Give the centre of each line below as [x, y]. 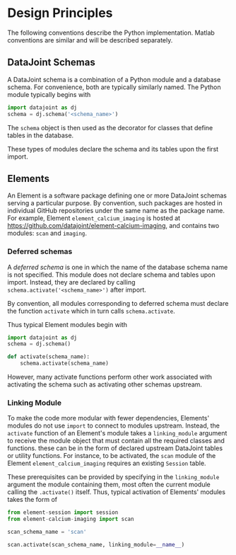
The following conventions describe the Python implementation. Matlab [111, 33]
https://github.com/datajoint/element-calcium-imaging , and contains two [113, 226]
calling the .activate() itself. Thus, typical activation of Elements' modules [117, 492]
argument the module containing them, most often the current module [109, 485]
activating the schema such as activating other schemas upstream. [105, 384]
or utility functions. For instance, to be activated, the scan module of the [112, 456]
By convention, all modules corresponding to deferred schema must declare [118, 303]
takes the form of [33, 500]
